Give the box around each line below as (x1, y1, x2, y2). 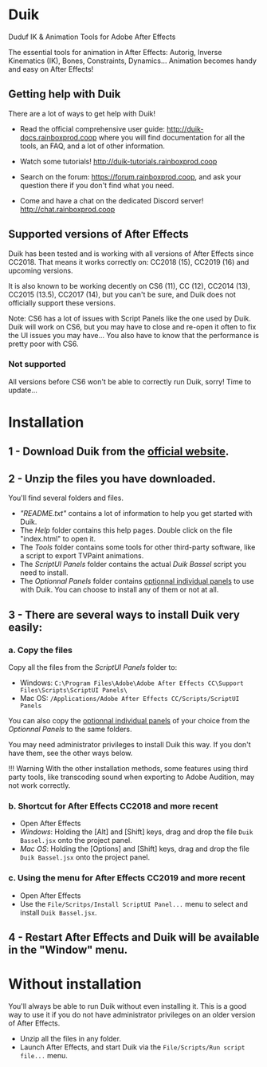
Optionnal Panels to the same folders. (8, 724, 133, 734)
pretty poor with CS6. (8, 339, 79, 348)
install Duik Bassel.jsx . (19, 908, 97, 917)
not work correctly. (8, 780, 71, 790)
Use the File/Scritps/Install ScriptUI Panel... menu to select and (19, 899, 249, 908)
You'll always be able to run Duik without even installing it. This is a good (8, 1001, 247, 1010)
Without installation (8, 975, 142, 994)
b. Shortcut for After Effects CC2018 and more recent (8, 800, 218, 811)
